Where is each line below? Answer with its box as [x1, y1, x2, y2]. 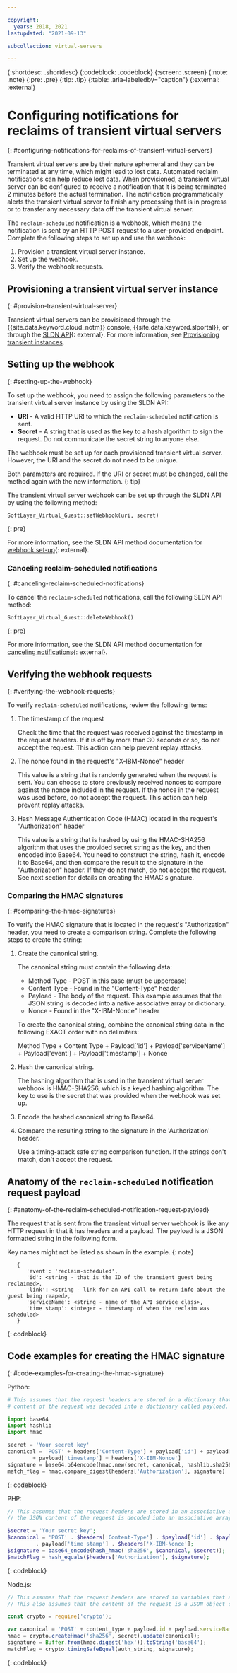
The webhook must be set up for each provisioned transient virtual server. [7, 448, 223, 457]
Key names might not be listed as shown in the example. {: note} [7, 1248, 194, 1257]
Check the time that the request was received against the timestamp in [17, 728, 224, 736]
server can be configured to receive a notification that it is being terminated [7, 182, 227, 191]
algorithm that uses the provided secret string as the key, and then [17, 843, 211, 851]
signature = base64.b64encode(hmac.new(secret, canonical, [7, 1461, 185, 1468]
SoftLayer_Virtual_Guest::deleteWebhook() [7, 614, 134, 622]
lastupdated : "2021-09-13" [7, 30, 87, 37]
